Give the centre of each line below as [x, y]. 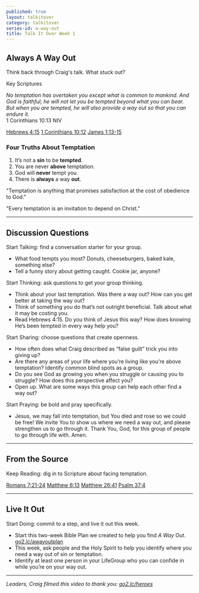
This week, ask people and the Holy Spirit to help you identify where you [103, 548]
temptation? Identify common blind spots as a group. [79, 368]
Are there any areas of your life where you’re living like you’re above [98, 362]
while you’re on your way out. [51, 567]
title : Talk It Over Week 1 [41, 34]
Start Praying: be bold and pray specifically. [60, 405]
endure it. [18, 114]
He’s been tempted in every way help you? [66, 326]
